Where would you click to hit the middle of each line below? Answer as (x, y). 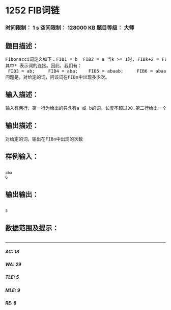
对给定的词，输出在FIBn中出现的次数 (44, 139)
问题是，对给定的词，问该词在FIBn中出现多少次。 (58, 77)
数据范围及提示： (32, 228)
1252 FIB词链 (33, 10)
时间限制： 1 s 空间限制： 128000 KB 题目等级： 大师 (70, 28)
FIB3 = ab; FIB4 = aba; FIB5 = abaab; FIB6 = (80, 71)
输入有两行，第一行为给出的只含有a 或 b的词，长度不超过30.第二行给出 (81, 108)
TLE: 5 (12, 277)
